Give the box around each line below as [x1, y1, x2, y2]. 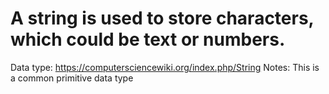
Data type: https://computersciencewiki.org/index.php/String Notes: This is [10, 61, 320, 73]
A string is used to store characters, [10, 7, 315, 30]
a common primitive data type [10, 72, 134, 84]
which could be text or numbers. [10, 28, 286, 51]
